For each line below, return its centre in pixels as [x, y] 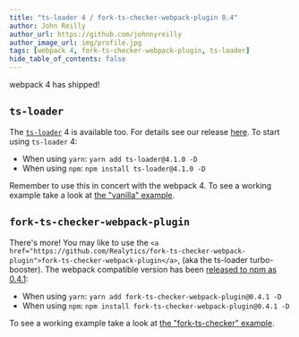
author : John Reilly [48, 26]
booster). [26, 269]
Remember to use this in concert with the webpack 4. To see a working [141, 185]
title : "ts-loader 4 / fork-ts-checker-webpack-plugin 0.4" [124, 17]
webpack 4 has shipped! [55, 84]
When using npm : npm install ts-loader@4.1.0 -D [114, 168]
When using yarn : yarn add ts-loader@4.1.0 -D [110, 158]
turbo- [262, 259]
